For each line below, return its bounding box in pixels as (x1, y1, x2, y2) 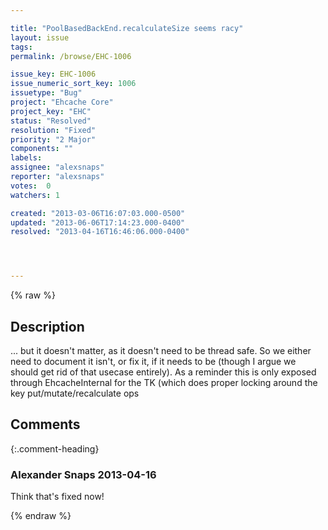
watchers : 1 (10, 190, 60, 200)
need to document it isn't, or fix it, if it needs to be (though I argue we (10, 355, 297, 367)
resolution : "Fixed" (10, 125, 97, 135)
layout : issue (10, 32, 70, 43)
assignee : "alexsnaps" (10, 162, 105, 173)
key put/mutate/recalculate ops (10, 387, 140, 399)
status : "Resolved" (10, 116, 92, 126)
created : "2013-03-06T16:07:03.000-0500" (10, 208, 186, 218)
